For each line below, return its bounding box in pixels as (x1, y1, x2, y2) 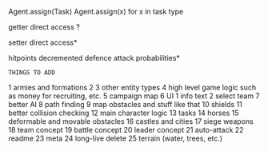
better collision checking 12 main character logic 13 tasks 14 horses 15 (8, 108, 239, 117)
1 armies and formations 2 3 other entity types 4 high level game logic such (8, 83, 257, 92)
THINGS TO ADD (8, 69, 56, 77)
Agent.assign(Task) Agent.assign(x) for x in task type (8, 7, 184, 16)
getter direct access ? (8, 22, 80, 31)
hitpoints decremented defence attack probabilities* (8, 54, 180, 62)
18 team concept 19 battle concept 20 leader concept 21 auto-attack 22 (8, 125, 244, 134)
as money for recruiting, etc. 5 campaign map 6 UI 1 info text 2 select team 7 (8, 91, 260, 101)
